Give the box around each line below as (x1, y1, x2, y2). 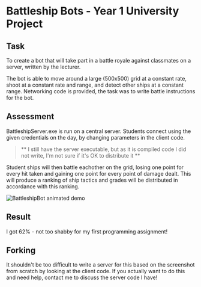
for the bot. (6, 94, 34, 101)
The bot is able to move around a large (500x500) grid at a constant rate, (6, 75, 187, 82)
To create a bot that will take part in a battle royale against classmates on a (6, 57, 191, 64)
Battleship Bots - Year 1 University (6, 4, 179, 18)
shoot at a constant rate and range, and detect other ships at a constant (6, 81, 184, 88)
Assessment (6, 111, 55, 122)
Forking (6, 245, 36, 256)
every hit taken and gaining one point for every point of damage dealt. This (6, 170, 191, 177)
